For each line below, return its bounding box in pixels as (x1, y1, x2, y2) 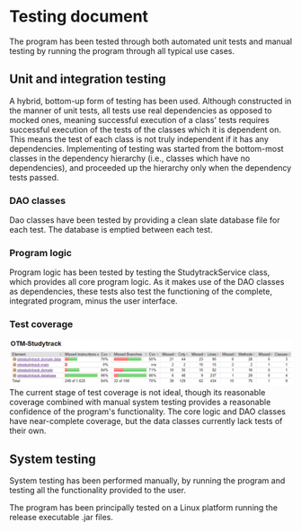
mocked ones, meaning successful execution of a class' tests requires (9, 114, 270, 125)
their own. (9, 425, 47, 437)
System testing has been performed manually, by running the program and (9, 475, 286, 486)
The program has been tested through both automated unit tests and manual (9, 36, 293, 47)
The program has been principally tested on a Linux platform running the (9, 502, 279, 513)
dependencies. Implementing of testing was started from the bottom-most (9, 143, 285, 154)
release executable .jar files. (9, 512, 114, 523)
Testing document (9, 6, 149, 27)
